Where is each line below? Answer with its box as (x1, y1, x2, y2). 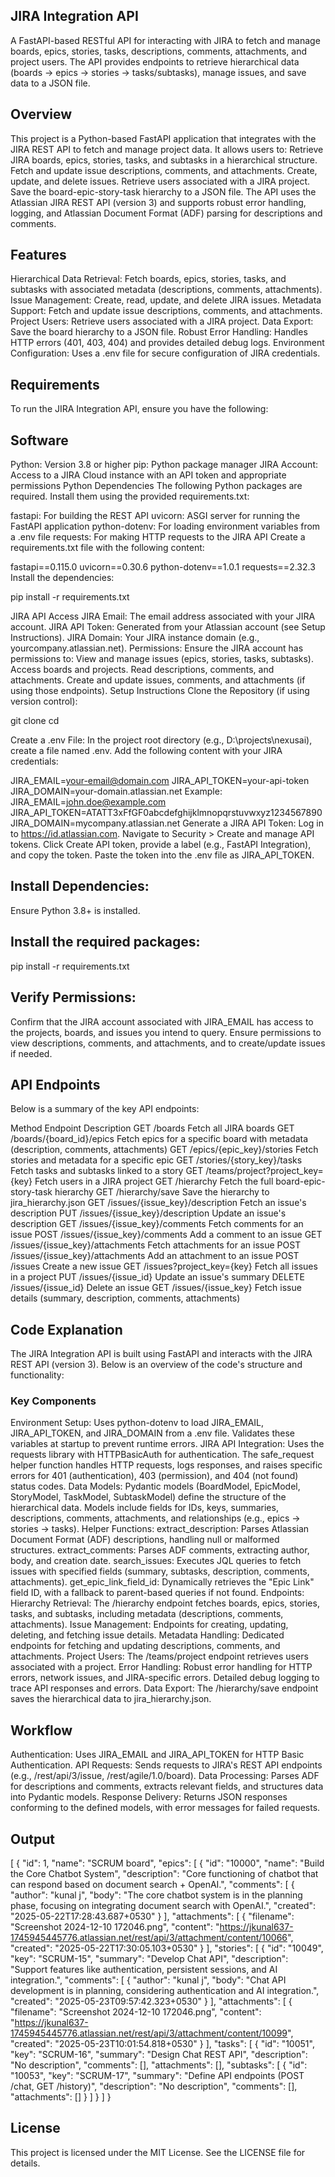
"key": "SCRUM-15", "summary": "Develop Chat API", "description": (10, 1953, 289, 1965)
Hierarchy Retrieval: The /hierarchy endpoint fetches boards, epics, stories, (10, 1597, 320, 1609)
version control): (10, 695, 78, 708)
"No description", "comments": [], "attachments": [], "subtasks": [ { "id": (10, 2059, 308, 2071)
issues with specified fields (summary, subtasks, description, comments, (10, 1565, 310, 1578)
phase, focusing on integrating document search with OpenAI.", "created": (10, 1900, 317, 1912)
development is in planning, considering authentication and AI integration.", (10, 1985, 320, 1997)
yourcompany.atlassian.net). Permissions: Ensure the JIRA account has (10, 642, 304, 654)
